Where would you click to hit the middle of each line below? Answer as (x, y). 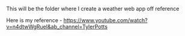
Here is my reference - (34, 20)
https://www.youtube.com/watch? (106, 20)
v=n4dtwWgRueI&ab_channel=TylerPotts (57, 27)
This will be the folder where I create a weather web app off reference (93, 9)
